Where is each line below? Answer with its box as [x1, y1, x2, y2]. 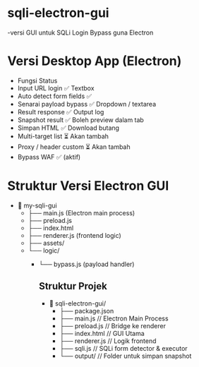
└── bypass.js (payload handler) [38, 260, 135, 268]
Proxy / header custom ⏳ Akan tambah [17, 143, 131, 151]
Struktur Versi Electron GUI [7, 178, 169, 194]
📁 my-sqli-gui [17, 201, 58, 210]
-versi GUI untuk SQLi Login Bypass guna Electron [7, 28, 154, 37]
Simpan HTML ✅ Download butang [17, 124, 120, 132]
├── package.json [59, 306, 114, 315]
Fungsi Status [17, 76, 58, 85]
